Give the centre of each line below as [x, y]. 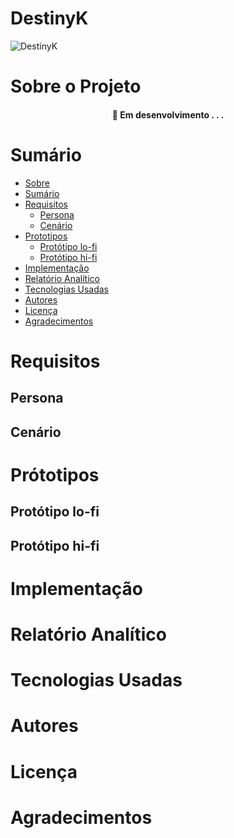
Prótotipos [55, 474]
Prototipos [46, 236]
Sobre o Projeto [76, 86]
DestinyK [49, 18]
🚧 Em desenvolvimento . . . [168, 114]
